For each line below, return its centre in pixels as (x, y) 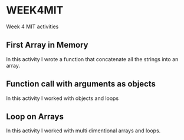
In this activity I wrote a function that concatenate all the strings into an (92, 59)
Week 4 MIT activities (32, 26)
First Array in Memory (47, 45)
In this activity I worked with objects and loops (63, 98)
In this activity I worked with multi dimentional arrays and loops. (83, 131)
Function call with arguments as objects (81, 84)
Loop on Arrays (35, 116)
